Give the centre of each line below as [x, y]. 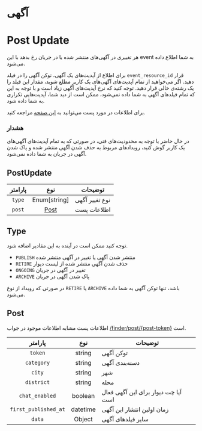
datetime [83, 409]
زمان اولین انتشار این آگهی [135, 409]
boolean [83, 395]
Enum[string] [51, 200]
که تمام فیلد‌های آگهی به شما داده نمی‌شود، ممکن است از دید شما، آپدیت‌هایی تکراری [101, 95]
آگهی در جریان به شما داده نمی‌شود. [47, 154]
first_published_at [37, 409]
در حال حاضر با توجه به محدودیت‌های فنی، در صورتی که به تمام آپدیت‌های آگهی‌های [98, 141]
